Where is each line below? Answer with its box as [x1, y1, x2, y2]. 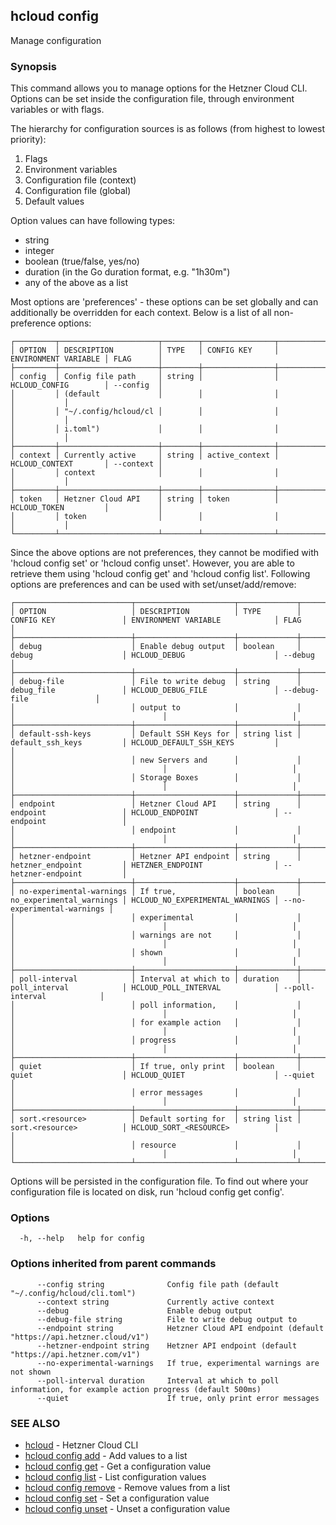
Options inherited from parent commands [10, 1257, 217, 1271]
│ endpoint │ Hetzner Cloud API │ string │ [10, 799, 302, 809]
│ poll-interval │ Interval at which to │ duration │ [10, 974, 302, 984]
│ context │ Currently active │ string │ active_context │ [10, 450, 280, 461]
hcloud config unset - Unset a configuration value [24, 1503, 231, 1514]
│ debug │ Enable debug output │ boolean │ [10, 642, 302, 652]
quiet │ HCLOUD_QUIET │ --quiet [10, 1070, 315, 1081]
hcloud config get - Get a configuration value [24, 1460, 212, 1472]
